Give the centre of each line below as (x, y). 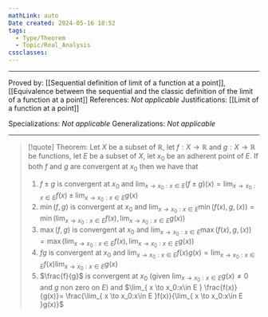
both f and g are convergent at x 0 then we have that (113, 167)
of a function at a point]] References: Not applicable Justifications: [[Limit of (134, 100)
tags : (17, 30)
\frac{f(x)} (221, 287)
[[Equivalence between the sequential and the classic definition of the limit (131, 91)
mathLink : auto (33, 16)
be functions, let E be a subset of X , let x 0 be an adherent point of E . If (143, 157)
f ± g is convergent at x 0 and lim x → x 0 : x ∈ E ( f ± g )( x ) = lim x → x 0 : (148, 185)
